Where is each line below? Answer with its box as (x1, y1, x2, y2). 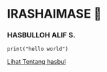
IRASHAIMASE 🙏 (7, 6, 102, 22)
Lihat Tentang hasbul (7, 58, 66, 66)
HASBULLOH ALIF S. (7, 31, 76, 40)
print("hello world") (7, 46, 69, 53)
